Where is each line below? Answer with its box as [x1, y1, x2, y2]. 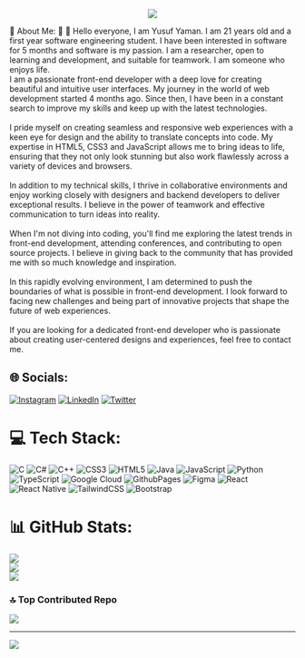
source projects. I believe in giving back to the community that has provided [9, 248, 293, 258]
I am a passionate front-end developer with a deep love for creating [9, 74, 262, 84]
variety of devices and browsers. [9, 161, 133, 172]
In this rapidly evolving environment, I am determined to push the [9, 277, 252, 287]
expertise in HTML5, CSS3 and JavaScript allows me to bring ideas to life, [9, 142, 286, 152]
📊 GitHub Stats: [9, 516, 133, 537]
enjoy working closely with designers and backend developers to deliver [9, 190, 280, 200]
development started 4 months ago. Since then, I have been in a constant [9, 93, 284, 103]
